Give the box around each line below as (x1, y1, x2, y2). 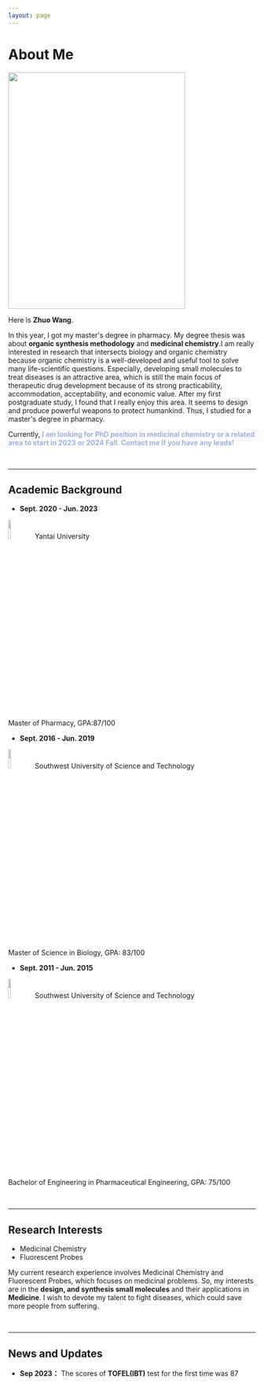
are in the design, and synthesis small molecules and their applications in (8, 1284, 250, 1294)
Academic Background (8, 482, 123, 497)
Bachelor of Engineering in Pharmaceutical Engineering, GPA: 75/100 (8, 1178, 231, 1187)
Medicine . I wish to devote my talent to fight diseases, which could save (8, 1293, 242, 1302)
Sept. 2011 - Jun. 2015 (19, 963, 93, 973)
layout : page (8, 11, 51, 20)
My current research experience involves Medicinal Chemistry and (8, 1268, 224, 1277)
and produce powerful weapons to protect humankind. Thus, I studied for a (8, 405, 251, 415)
